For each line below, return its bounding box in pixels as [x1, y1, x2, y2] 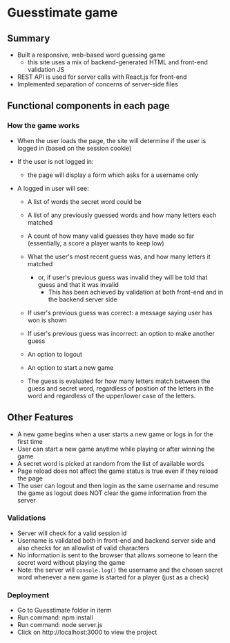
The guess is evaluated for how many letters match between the [27, 377, 211, 385]
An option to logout [27, 350, 83, 358]
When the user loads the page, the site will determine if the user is [17, 136, 207, 145]
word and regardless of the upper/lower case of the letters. [27, 391, 196, 400]
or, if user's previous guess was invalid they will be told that [37, 273, 208, 281]
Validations [7, 513, 46, 523]
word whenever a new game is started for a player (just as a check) [17, 572, 209, 581]
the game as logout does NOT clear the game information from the [17, 489, 207, 497]
